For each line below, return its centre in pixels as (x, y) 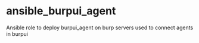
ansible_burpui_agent (61, 11)
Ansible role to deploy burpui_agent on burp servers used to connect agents (100, 27)
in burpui (17, 33)
